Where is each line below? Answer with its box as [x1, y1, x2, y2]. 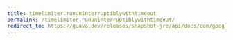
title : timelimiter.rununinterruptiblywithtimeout [7, 9, 157, 17]
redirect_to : [7, 22, 45, 29]
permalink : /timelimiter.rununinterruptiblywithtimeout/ [7, 16, 175, 23]
